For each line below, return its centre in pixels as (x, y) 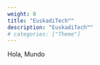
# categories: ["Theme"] (44, 34)
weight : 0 (22, 14)
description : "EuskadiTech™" (50, 27)
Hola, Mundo (26, 54)
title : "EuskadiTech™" (41, 21)
